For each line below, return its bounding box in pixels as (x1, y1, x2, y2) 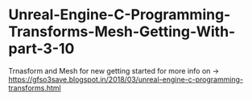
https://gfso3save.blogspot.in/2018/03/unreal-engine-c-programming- (8, 74, 244, 84)
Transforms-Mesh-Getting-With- (8, 22, 236, 41)
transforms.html (8, 82, 62, 93)
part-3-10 (8, 40, 75, 58)
